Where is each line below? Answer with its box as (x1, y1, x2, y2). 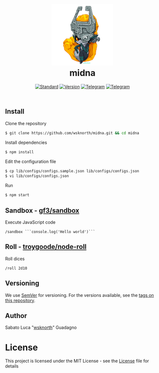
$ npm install (5, 149, 34, 155)
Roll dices (5, 256, 25, 262)
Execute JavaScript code (5, 219, 56, 225)
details (5, 363, 19, 369)
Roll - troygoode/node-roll (5, 242, 87, 251)
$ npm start (5, 193, 29, 198)
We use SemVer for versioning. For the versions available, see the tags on (5, 292, 154, 298)
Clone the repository (5, 120, 47, 126)
